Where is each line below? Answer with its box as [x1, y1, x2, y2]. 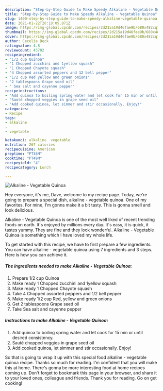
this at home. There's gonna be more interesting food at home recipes [5, 365, 145, 371]
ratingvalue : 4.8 [5, 43, 40, 48]
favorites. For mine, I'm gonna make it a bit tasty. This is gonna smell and [5, 202, 151, 208]
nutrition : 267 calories [5, 142, 55, 147]
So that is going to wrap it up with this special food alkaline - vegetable [5, 355, 147, 360]
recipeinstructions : [5, 88, 47, 93]
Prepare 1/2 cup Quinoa [12, 275, 60, 281]
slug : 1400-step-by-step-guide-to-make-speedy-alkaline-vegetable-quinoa [5, 16, 158, 21]
